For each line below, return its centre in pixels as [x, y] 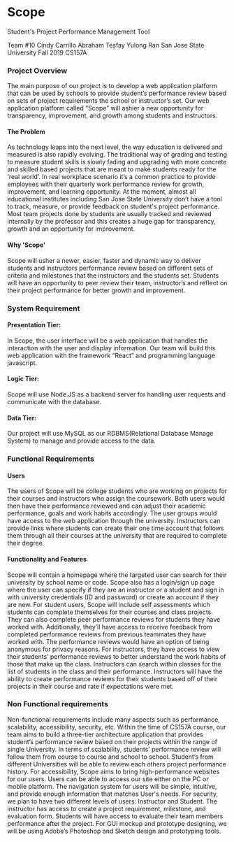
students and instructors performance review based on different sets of [110, 268]
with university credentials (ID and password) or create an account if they [113, 597]
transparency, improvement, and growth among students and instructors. [112, 115]
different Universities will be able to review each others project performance [117, 764]
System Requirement [44, 308]
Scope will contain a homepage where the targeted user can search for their [117, 575]
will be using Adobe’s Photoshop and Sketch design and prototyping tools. [114, 831]
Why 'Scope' [27, 245]
